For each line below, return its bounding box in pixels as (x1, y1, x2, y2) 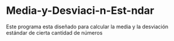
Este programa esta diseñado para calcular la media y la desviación (6, 23, 169, 30)
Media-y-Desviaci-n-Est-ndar (6, 4, 155, 17)
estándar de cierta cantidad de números (6, 29, 103, 36)
